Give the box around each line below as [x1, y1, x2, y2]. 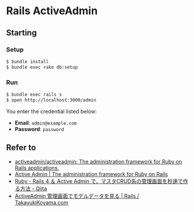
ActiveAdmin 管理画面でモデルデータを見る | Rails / [14, 193, 140, 200]
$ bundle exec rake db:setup [6, 64, 78, 70]
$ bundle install [6, 58, 49, 64]
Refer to [6, 143, 37, 153]
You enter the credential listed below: [6, 107, 97, 115]
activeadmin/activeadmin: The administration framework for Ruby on [14, 158, 182, 165]
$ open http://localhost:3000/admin [6, 97, 96, 103]
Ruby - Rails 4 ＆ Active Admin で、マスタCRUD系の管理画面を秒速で [14, 178, 183, 185]
